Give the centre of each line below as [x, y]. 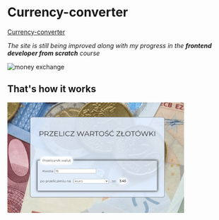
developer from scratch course [54, 53]
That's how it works [52, 89]
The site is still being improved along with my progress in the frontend [109, 45]
